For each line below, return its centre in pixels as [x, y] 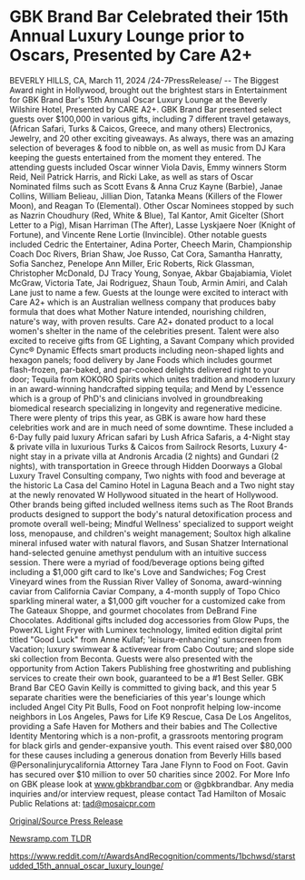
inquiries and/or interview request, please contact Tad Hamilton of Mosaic [148, 793]
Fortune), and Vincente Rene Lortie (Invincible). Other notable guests [138, 234]
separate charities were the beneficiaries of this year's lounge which [138, 697]
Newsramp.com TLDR [50, 838]
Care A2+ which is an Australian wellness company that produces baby [143, 302]
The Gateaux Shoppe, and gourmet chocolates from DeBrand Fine [133, 611]
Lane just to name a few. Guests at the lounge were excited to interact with [149, 292]
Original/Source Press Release [66, 821]
